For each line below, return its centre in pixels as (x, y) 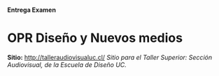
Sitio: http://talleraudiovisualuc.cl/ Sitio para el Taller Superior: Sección (109, 57)
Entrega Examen (31, 10)
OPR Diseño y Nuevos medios (95, 38)
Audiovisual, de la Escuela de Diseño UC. (67, 64)
